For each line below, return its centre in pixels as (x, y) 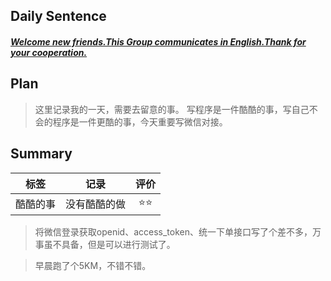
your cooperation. (49, 52)
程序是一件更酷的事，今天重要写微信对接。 (140, 121)
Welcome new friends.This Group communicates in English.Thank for (158, 41)
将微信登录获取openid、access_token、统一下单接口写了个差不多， (173, 231)
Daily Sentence (58, 16)
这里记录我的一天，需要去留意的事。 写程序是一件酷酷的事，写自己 (172, 109)
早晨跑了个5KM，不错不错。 (93, 265)
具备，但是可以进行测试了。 (118, 244)
